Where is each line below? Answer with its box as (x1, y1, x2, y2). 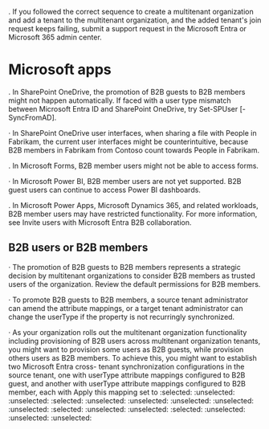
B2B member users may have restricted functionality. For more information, (8, 209, 258, 219)
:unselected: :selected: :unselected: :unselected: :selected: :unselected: (8, 404, 246, 414)
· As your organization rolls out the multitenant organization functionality (8, 327, 247, 337)
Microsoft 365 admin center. (8, 32, 102, 42)
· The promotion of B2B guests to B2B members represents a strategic (8, 262, 241, 272)
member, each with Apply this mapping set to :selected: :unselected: (8, 387, 235, 397)
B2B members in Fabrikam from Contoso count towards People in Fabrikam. (8, 145, 259, 155)
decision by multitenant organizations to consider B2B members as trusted (8, 271, 255, 280)
